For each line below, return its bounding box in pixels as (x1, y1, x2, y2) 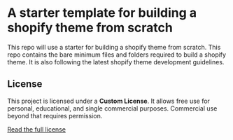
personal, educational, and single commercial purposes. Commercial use (7, 104, 218, 113)
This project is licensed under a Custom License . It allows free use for (7, 97, 210, 105)
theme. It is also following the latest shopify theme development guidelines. (7, 57, 225, 66)
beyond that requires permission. (7, 111, 103, 120)
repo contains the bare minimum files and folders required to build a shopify (7, 50, 226, 59)
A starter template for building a (7, 5, 197, 21)
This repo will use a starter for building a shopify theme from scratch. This (7, 43, 221, 51)
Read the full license (7, 125, 66, 134)
